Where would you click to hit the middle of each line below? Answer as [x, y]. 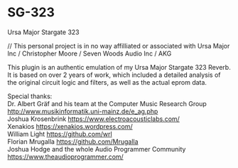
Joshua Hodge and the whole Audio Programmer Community [97, 149]
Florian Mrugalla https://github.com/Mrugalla [73, 141]
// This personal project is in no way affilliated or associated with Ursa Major [119, 46]
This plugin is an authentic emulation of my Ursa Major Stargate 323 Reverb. [119, 67]
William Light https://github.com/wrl [60, 134]
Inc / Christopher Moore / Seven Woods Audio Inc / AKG [90, 53]
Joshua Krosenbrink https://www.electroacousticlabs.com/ [93, 119]
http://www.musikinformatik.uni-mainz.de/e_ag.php [83, 111]
